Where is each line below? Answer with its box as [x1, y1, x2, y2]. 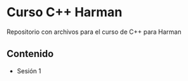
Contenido [6, 48, 54, 60]
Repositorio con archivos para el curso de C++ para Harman [6, 27, 182, 36]
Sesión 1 [16, 66, 42, 75]
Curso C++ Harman [6, 4, 123, 20]
